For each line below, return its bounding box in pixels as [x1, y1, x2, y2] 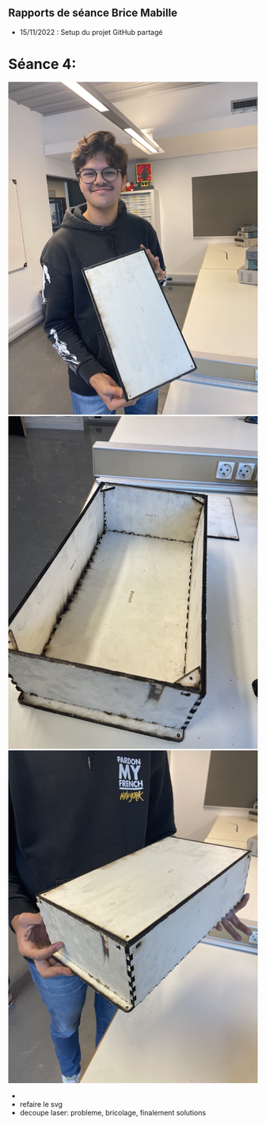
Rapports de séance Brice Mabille [8, 6, 178, 20]
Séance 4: [8, 55, 77, 73]
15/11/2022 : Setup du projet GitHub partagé [19, 27, 163, 36]
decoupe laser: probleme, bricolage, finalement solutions [19, 1108, 207, 1117]
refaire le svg [19, 1099, 63, 1108]
